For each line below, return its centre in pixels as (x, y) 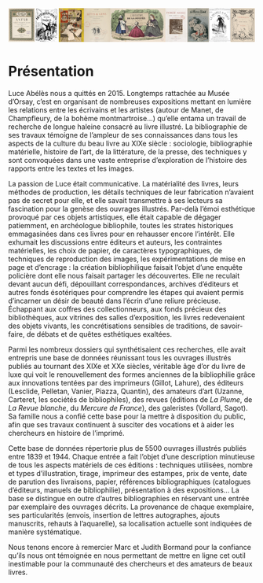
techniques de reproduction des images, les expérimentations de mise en (127, 259)
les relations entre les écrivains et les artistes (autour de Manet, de (116, 109)
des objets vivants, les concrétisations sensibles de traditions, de (113, 326)
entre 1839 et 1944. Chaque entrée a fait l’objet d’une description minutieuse (131, 456)
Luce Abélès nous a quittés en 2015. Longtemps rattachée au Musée (119, 93)
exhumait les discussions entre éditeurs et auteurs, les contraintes (115, 242)
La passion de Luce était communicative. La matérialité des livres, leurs (124, 183)
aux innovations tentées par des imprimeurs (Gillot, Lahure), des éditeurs (126, 382)
